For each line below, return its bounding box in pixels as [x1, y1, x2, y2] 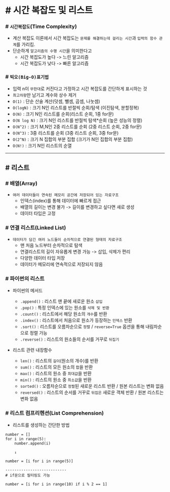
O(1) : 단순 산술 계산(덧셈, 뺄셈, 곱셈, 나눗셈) [12, 98, 100, 104]
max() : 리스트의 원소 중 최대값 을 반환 [20, 371, 92, 377]
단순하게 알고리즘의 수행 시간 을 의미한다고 [12, 48, 92, 54]
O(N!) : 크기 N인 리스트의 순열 [12, 142, 72, 148]
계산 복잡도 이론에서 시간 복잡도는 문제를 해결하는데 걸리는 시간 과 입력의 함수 [12, 35, 157, 41]
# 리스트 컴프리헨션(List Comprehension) [5, 409, 104, 417]
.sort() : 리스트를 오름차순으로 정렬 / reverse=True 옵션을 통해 [20, 323, 145, 330]
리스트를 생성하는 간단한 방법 [12, 422, 70, 428]
